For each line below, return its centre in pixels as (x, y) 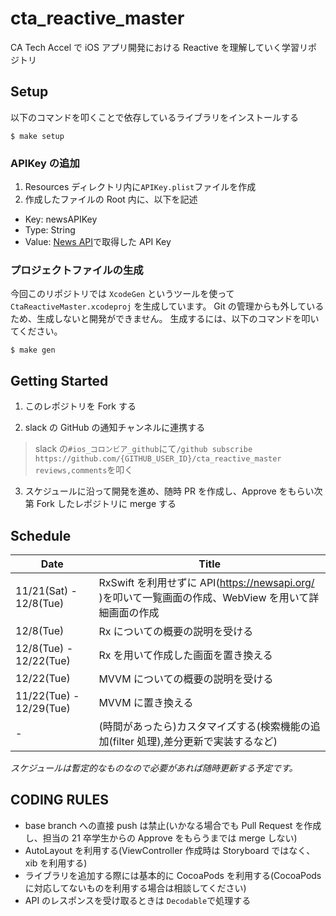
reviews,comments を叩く (84, 470)
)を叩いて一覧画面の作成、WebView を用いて (204, 597)
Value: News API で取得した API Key (98, 242)
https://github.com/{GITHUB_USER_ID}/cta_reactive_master (158, 459)
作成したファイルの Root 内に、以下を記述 (111, 199)
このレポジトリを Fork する (80, 406)
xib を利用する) (56, 863)
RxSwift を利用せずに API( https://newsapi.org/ (206, 582)
